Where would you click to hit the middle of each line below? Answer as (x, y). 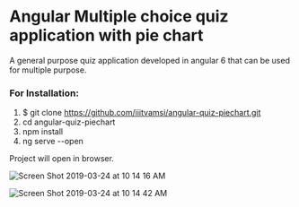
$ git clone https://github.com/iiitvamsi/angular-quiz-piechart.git (141, 113)
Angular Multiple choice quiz (119, 17)
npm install (43, 132)
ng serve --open (53, 142)
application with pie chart (106, 35)
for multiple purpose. (48, 70)
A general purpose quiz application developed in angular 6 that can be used (149, 60)
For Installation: (44, 93)
